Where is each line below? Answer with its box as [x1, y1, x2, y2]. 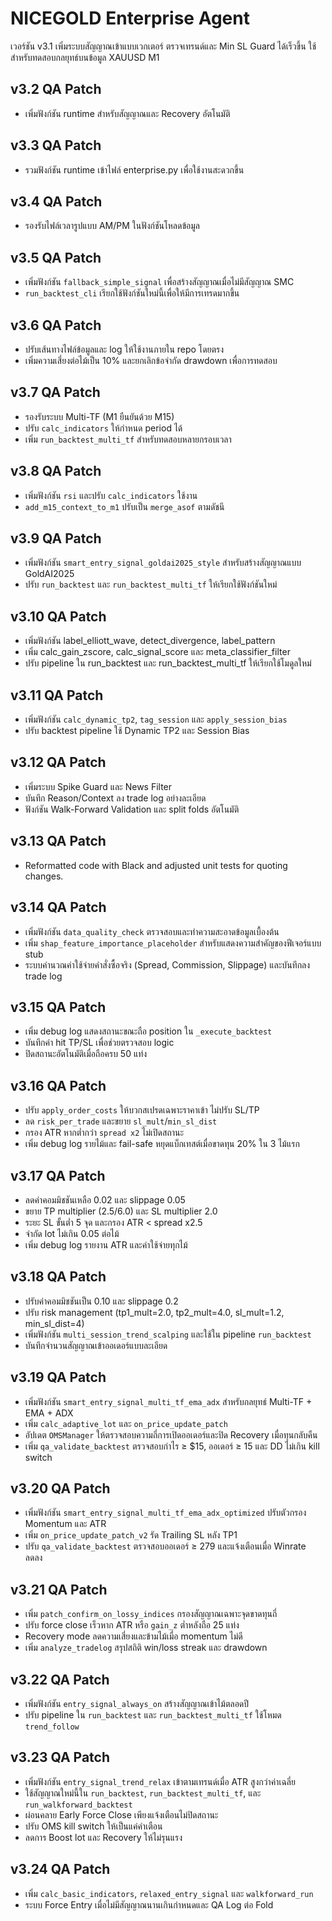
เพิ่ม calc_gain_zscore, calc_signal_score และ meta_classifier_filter [24, 646, 291, 658]
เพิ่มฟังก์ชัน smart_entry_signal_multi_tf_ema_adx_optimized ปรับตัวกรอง [24, 1507, 307, 1519]
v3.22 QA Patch [10, 1671, 110, 1688]
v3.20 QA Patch [10, 1480, 111, 1497]
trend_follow [24, 1722, 80, 1732]
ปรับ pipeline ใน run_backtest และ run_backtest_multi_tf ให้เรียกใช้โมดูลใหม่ [24, 657, 312, 669]
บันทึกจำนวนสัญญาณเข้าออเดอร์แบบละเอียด [24, 1339, 168, 1351]
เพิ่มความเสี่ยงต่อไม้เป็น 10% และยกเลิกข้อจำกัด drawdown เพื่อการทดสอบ [24, 355, 278, 366]
